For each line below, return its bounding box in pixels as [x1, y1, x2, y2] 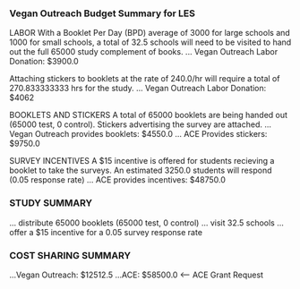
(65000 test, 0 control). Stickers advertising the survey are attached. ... [9, 119, 271, 130]
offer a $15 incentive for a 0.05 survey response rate [9, 226, 203, 237]
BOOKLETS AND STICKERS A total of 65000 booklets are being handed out [9, 110, 288, 121]
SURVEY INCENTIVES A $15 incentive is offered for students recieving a [9, 156, 275, 166]
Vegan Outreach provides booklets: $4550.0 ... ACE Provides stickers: [9, 129, 268, 140]
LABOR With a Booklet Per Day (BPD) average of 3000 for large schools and [9, 28, 291, 38]
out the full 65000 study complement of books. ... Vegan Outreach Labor [9, 47, 279, 57]
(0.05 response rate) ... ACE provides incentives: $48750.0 [9, 174, 227, 185]
